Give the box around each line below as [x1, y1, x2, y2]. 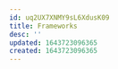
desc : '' [9, 30, 42, 39]
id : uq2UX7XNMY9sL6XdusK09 [9, 13, 110, 22]
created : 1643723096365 [9, 47, 98, 56]
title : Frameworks [9, 22, 78, 30]
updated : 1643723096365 [9, 38, 98, 47]
